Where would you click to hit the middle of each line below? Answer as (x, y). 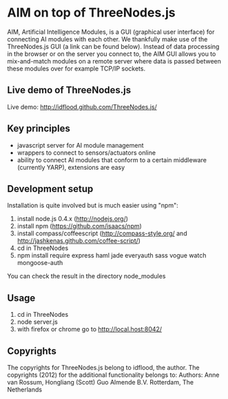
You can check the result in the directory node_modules (86, 276)
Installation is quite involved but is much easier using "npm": (93, 206)
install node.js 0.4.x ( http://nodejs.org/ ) (73, 219)
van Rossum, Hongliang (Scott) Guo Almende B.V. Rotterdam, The (101, 382)
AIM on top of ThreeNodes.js (91, 13)
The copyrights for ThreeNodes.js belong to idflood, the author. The (103, 368)
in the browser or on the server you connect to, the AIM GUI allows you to (112, 54)
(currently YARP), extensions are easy (71, 167)
